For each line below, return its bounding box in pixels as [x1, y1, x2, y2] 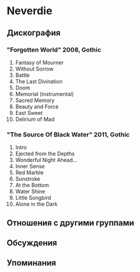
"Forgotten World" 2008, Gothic [6, 46, 102, 54]
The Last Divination [15, 78, 63, 85]
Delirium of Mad [15, 116, 55, 123]
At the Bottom [15, 182, 49, 189]
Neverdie [6, 4, 53, 18]
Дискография [6, 28, 61, 38]
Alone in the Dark [15, 200, 58, 208]
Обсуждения [6, 238, 57, 248]
